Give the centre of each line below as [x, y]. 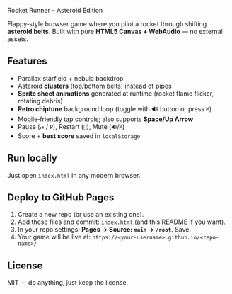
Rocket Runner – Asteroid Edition [55, 10]
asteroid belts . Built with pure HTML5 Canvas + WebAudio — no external [115, 32]
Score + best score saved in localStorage [79, 136]
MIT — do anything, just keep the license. [68, 283]
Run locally [33, 158]
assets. [18, 39]
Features [27, 61]
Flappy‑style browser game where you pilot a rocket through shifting [107, 24]
